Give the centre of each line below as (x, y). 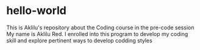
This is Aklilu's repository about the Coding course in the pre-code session (100, 27)
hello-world (37, 11)
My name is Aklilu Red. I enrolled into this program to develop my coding (97, 34)
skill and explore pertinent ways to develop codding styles (79, 40)
